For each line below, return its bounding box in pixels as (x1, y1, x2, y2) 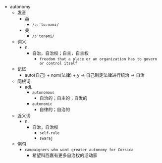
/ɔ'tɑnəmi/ (32, 34, 54, 39)
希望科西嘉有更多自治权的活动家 (32, 153, 98, 158)
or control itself (39, 61, 78, 66)
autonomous (32, 90, 54, 95)
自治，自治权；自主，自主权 (32, 50, 89, 56)
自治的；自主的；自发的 (39, 95, 88, 101)
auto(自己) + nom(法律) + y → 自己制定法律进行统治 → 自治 (24, 72, 145, 78)
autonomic (32, 102, 53, 107)
